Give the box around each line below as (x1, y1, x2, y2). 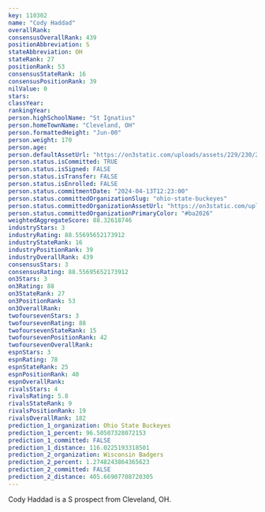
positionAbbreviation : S (8, 41, 90, 49)
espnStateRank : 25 (8, 363, 69, 371)
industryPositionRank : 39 (8, 246, 93, 254)
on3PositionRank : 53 (8, 297, 77, 305)
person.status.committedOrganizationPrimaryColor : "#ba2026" (8, 210, 214, 217)
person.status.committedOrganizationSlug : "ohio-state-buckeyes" (8, 195, 227, 202)
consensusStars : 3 (8, 261, 69, 269)
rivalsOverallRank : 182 (8, 414, 87, 422)
